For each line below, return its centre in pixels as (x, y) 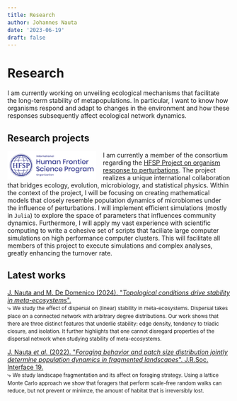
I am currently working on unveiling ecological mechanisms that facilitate (114, 93)
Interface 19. (25, 367)
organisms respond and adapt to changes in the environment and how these (118, 108)
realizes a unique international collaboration (167, 178)
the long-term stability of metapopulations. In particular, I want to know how (118, 101)
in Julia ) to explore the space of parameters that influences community (112, 215)
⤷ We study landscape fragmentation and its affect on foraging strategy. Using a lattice (113, 374)
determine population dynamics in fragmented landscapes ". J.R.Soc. (108, 359)
